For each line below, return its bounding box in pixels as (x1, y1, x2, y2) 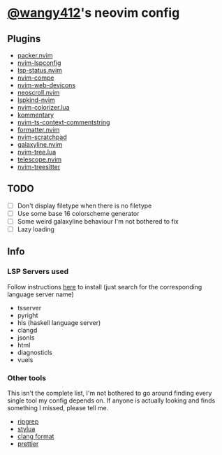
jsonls (17, 333, 35, 342)
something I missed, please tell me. (7, 404, 109, 412)
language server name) (7, 290, 75, 298)
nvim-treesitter (17, 163, 61, 171)
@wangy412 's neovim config (7, 5, 180, 21)
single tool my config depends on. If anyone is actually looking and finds (7, 396, 216, 405)
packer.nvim (17, 51, 53, 59)
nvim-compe (17, 73, 54, 82)
